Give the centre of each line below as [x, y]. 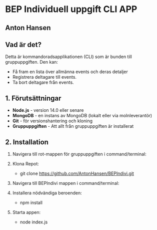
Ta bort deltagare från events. [43, 82]
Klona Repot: [25, 164]
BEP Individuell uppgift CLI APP [71, 9]
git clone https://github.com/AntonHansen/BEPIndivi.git [77, 173]
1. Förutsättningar [33, 98]
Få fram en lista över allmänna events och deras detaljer [70, 72]
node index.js [34, 222]
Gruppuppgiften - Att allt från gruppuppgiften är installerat [73, 126]
